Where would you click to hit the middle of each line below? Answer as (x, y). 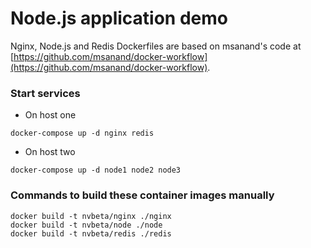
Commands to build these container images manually (142, 195)
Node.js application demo (119, 18)
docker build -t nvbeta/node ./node (86, 225)
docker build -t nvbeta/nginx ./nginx (91, 216)
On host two (50, 152)
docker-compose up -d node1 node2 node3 (96, 170)
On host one (50, 115)
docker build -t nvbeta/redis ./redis (91, 233)
